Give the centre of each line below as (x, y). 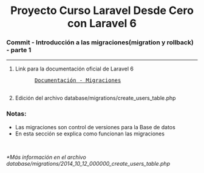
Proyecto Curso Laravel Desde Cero (102, 11)
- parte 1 (19, 50)
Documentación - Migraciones (78, 80)
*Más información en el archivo (46, 157)
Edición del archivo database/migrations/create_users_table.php (95, 98)
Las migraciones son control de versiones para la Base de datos (95, 127)
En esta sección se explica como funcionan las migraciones (90, 134)
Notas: (16, 114)
